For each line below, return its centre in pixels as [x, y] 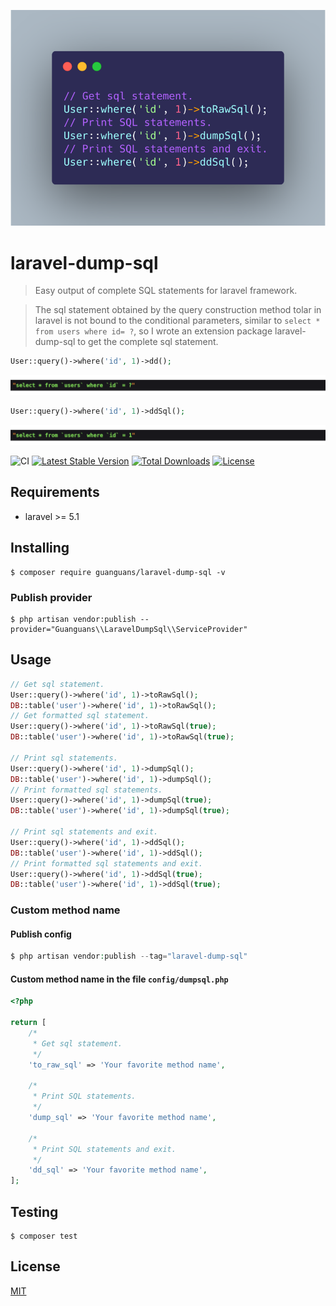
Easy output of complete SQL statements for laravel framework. [166, 291]
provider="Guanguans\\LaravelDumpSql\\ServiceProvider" [129, 629]
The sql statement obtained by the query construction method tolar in [178, 310]
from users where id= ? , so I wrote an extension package [153, 331]
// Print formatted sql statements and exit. [106, 863]
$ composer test [44, 1236]
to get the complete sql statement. [148, 342]
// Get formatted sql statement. [80, 716]
